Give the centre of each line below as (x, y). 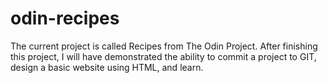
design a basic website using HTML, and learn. (107, 67)
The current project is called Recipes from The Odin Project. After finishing (164, 46)
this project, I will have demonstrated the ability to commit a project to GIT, (163, 56)
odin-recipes (65, 18)
